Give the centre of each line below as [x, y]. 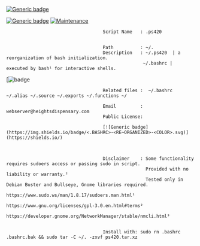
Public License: [123, 117]
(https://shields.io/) [34, 138]
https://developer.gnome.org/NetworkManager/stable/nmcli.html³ [88, 216]
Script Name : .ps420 [132, 32]
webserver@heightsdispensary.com [48, 111]
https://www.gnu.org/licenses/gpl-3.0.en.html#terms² [75, 206]
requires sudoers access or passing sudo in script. [73, 164]
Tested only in [165, 180]
